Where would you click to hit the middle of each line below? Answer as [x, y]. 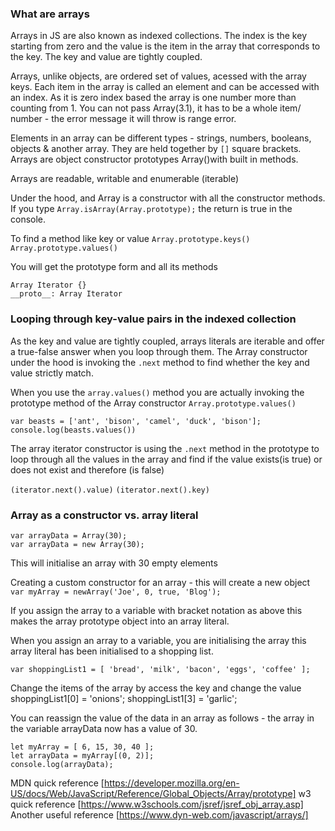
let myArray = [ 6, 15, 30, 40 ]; [82, 747]
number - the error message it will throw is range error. [123, 119]
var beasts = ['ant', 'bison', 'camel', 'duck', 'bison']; [136, 421]
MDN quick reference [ [57, 783]
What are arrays [50, 14]
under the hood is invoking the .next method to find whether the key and [160, 362]
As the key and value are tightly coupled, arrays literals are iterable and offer [167, 341]
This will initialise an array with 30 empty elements [114, 563]
